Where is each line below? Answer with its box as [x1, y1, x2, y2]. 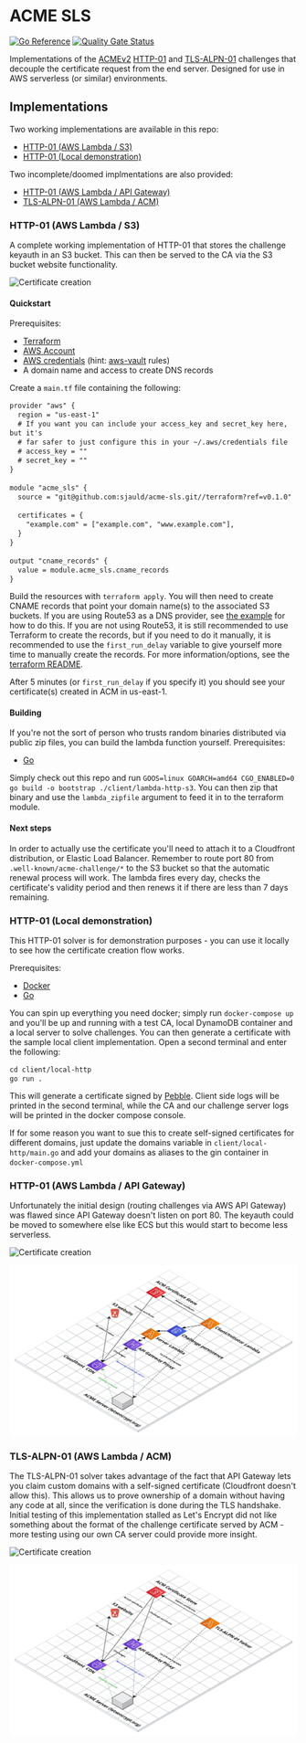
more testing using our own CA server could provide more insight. [9, 1529, 258, 1540]
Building [9, 707, 42, 718]
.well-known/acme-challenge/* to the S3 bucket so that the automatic [9, 862, 270, 873]
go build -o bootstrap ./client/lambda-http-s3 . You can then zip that [9, 782, 279, 793]
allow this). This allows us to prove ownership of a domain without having [9, 1490, 286, 1501]
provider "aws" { [9, 401, 76, 411]
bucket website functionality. [9, 259, 119, 270]
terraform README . [9, 659, 84, 670]
